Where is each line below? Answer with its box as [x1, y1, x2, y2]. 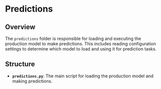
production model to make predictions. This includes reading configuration [5, 41, 156, 47]
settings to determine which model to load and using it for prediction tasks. [5, 46, 157, 52]
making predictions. [12, 78, 53, 84]
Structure [5, 60, 35, 69]
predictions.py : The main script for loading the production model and [12, 73, 154, 79]
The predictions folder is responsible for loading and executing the [5, 36, 141, 41]
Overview [5, 23, 36, 31]
